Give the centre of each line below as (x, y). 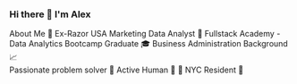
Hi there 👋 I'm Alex (50, 14)
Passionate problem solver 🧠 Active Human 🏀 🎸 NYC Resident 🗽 (127, 70)
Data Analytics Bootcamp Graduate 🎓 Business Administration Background (148, 44)
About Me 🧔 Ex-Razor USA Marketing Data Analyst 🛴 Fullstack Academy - (145, 34)
